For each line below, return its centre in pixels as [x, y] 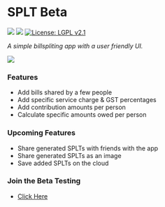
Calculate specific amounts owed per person [82, 115]
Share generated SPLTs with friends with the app [88, 148]
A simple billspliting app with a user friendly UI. [75, 45]
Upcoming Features [41, 133]
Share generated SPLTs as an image [69, 155]
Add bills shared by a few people [65, 92]
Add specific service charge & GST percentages [87, 100]
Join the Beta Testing [44, 181]
